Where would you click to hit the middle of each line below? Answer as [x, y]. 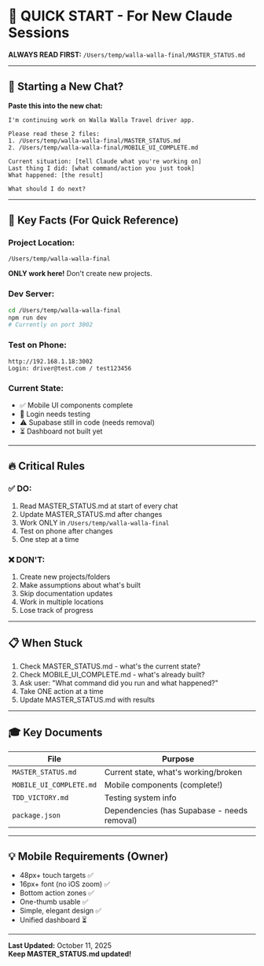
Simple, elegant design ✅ [60, 911]
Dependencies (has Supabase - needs [176, 810]
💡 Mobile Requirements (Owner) [88, 856]
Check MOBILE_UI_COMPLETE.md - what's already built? [112, 674]
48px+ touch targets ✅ [57, 876]
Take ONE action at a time [61, 691]
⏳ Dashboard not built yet [61, 431]
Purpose [178, 758]
